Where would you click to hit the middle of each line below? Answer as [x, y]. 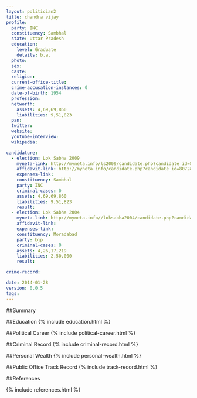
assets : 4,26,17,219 [42, 251]
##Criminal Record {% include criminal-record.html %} [72, 344]
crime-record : [23, 272]
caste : [19, 71]
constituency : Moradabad [47, 234]
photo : [19, 60]
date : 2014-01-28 [27, 283]
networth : [23, 104]
